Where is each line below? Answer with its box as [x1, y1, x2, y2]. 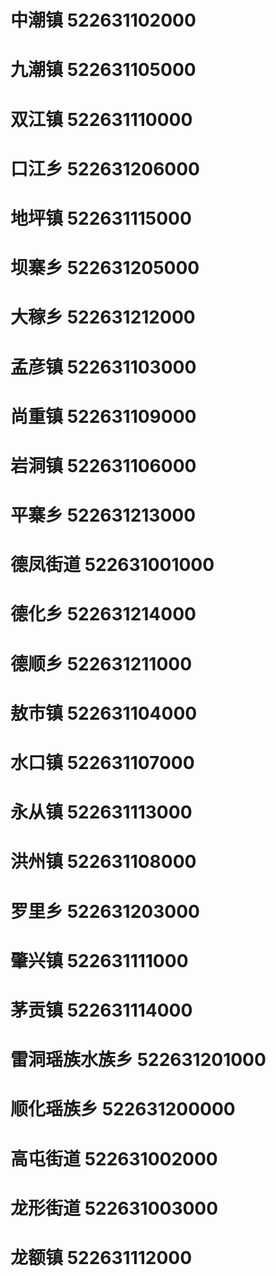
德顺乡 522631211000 [10, 652, 193, 675]
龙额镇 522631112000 [10, 1246, 193, 1269]
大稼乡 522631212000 [10, 306, 196, 329]
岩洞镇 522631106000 [10, 454, 197, 477]
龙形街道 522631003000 [10, 1197, 219, 1220]
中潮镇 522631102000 [10, 9, 197, 32]
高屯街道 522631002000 [10, 1147, 218, 1170]
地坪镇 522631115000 [10, 207, 192, 230]
